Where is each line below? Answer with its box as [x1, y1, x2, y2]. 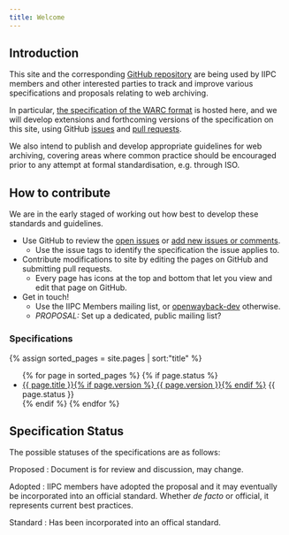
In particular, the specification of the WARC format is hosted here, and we [9, 105, 278, 116]
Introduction [9, 46, 80, 61]
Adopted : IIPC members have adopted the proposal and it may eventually [9, 481, 278, 492]
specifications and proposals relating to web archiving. [9, 88, 209, 98]
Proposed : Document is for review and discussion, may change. [9, 464, 244, 475]
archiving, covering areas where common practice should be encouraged [9, 150, 277, 161]
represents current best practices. [9, 501, 134, 511]
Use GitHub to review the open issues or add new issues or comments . [21, 235, 281, 246]
